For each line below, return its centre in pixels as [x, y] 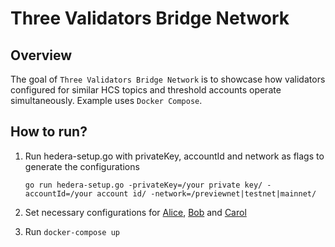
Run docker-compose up [72, 231]
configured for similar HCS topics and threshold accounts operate [146, 90]
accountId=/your [58, 193]
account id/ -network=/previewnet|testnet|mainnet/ [206, 193]
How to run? [49, 132]
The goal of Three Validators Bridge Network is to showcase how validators [168, 79]
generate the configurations [82, 166]
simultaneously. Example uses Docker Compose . [106, 100]
